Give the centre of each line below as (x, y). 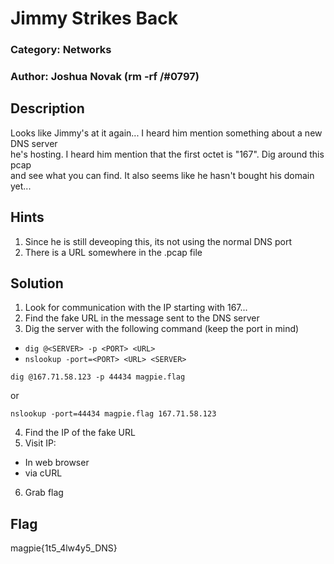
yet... (21, 186)
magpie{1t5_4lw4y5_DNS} (64, 548)
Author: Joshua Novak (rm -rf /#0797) (105, 77)
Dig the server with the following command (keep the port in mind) (162, 329)
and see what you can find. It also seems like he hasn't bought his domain (162, 175)
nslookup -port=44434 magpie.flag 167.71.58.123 (113, 414)
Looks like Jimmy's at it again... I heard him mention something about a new (166, 133)
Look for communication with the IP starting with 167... (136, 308)
